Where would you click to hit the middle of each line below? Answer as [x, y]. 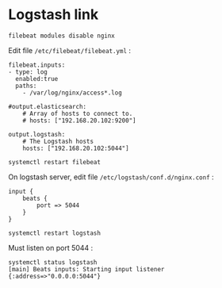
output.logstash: [37, 134]
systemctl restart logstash [55, 233]
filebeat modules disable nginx [61, 36]
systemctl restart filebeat [55, 162]
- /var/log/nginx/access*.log [73, 93]
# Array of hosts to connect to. [78, 113]
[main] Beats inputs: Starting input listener [86, 269]
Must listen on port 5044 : [51, 248]
